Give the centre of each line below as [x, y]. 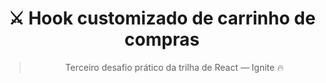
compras [162, 39]
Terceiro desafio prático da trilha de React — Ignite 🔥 [174, 67]
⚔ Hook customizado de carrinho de [162, 18]
